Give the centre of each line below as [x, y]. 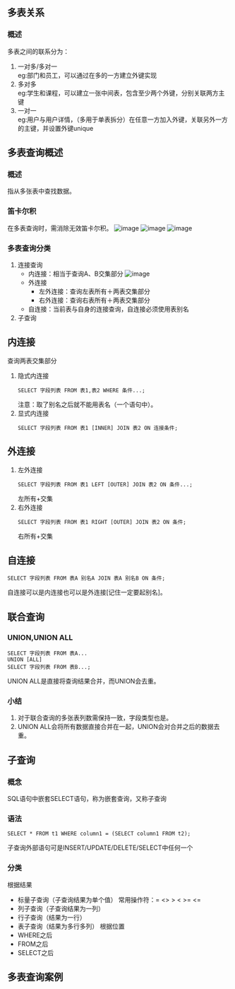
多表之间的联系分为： [38, 51]
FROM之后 [33, 944]
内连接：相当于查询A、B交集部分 [76, 274]
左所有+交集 [35, 498]
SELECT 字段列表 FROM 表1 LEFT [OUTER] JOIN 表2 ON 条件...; [105, 484]
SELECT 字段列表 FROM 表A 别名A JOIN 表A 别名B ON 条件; [86, 578]
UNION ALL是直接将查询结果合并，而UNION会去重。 [84, 681]
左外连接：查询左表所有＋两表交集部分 [94, 291]
